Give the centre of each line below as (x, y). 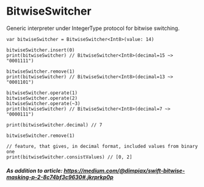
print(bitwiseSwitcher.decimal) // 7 (54, 125)
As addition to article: (35, 170)
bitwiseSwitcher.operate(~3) (43, 103)
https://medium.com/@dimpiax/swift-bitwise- (124, 170)
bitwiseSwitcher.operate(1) (42, 93)
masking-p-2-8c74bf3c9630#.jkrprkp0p (60, 177)
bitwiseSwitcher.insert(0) (41, 50)
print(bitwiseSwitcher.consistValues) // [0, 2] (69, 157)
